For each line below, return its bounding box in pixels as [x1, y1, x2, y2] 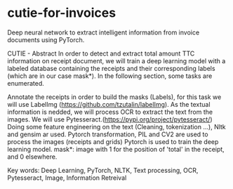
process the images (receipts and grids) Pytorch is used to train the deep [7, 137, 219, 145]
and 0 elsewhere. [7, 152, 58, 161]
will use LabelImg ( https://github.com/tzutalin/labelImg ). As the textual [7, 100, 211, 108]
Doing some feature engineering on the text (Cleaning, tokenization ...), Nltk [7, 122, 226, 131]
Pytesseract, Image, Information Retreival [7, 174, 127, 182]
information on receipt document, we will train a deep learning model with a [7, 56, 226, 65]
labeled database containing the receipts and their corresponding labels [7, 64, 215, 72]
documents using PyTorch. [7, 35, 85, 44]
